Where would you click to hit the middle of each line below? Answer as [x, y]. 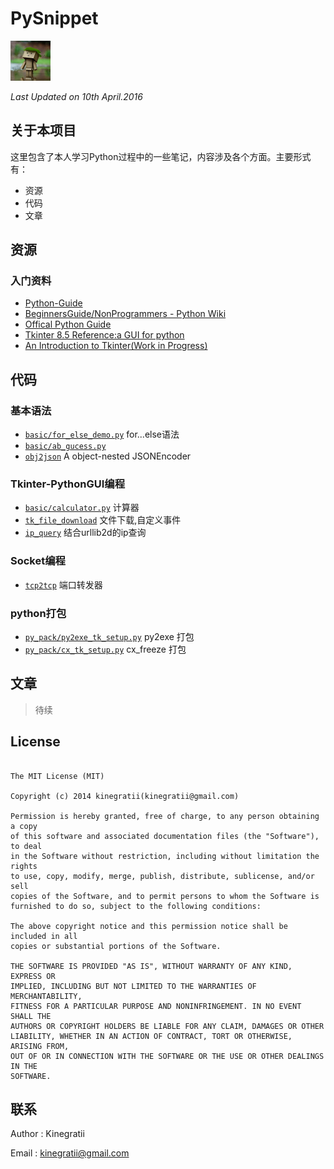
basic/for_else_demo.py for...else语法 [102, 434]
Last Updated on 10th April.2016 [76, 96]
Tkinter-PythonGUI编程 [68, 484]
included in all [44, 936]
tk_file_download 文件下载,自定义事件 [103, 520]
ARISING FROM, [40, 1046]
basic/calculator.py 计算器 [82, 508]
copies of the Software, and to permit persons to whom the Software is [165, 896]
